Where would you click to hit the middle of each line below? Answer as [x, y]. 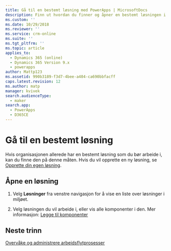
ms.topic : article [25, 48]
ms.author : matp [23, 86]
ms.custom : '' [20, 19]
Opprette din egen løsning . [34, 165]
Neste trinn [24, 231]
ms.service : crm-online [31, 34]
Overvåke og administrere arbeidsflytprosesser [55, 243]
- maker [18, 100]
